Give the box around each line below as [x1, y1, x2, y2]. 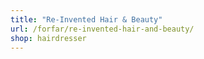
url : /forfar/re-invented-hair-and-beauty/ [10, 24, 195, 34]
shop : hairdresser [10, 33, 87, 43]
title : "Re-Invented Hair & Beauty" [10, 14, 163, 25]
